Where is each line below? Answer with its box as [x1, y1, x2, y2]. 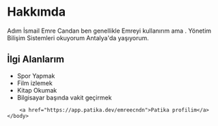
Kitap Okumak [16, 86, 57, 94]
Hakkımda [7, 4, 66, 20]
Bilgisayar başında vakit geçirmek [16, 93, 112, 101]
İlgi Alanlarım [7, 54, 65, 65]
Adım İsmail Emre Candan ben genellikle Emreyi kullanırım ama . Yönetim [7, 27, 212, 35]
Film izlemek [16, 79, 53, 87]
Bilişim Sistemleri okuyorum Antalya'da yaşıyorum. [7, 33, 149, 42]
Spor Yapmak [16, 72, 55, 80]
